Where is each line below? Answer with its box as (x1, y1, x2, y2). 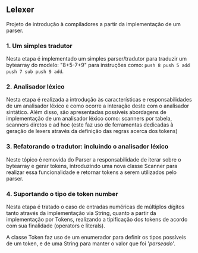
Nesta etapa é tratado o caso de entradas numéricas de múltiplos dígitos (6, 203, 185, 210)
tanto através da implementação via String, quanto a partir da (6, 210, 156, 216)
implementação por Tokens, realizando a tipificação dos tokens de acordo (6, 216, 188, 223)
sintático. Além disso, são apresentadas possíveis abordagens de (6, 109, 166, 116)
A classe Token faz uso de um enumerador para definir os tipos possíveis (6, 234, 186, 241)
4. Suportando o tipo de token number (6, 189, 118, 198)
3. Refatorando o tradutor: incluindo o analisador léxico (6, 143, 169, 151)
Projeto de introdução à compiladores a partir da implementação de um (6, 20, 181, 27)
